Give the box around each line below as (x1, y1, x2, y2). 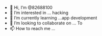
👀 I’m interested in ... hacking (9, 10, 69, 16)
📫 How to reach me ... (9, 26, 55, 31)
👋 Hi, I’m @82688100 (9, 5, 53, 10)
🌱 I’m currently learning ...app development (9, 15, 97, 20)
